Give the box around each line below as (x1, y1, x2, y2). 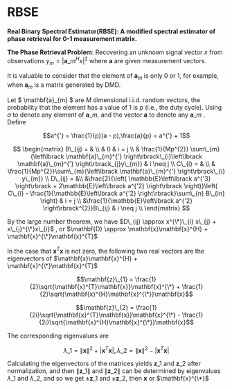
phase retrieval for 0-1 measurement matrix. (7, 34, 137, 42)
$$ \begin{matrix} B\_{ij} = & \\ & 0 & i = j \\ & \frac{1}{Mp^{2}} (12, 144, 189, 153)
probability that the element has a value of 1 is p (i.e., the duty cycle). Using (7, 103, 222, 111)
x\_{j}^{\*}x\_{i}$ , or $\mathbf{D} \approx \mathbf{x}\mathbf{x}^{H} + (7, 224, 208, 233)
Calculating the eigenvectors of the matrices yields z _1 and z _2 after (7, 359, 202, 368)
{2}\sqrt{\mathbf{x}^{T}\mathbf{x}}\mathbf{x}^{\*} (29, 282, 175, 290)
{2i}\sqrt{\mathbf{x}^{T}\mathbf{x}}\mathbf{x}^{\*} (29, 311, 177, 319)
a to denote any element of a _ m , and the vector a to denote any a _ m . (7, 110, 206, 119)
